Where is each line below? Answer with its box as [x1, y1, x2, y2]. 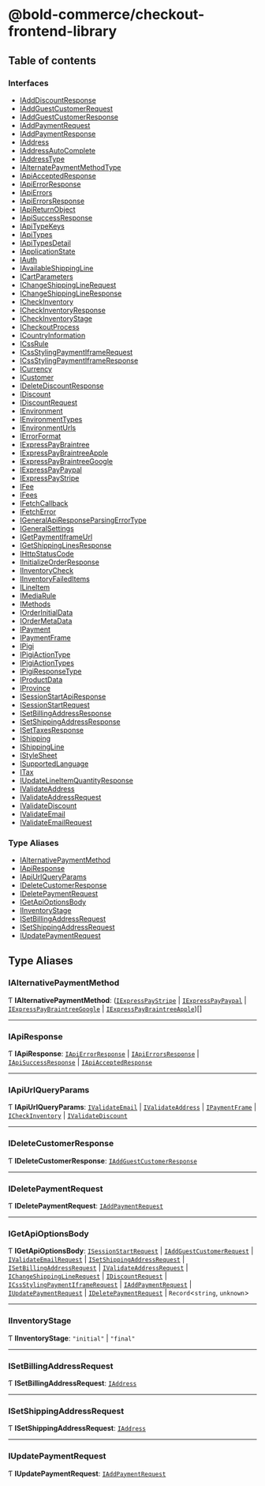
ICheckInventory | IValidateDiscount [8, 1111, 128, 1120]
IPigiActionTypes [19, 658, 75, 667]
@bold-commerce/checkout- [8, 6, 205, 24]
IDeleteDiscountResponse [19, 381, 104, 390]
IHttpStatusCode [19, 549, 74, 558]
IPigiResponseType [19, 666, 82, 676]
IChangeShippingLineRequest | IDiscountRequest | [8, 1271, 167, 1281]
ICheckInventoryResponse [19, 305, 106, 315]
